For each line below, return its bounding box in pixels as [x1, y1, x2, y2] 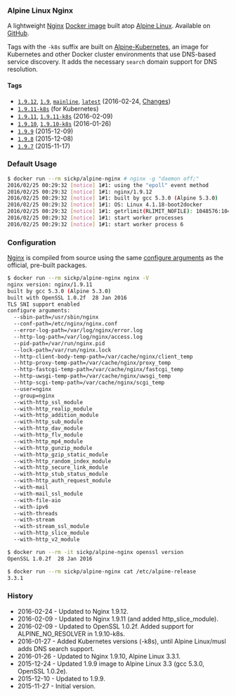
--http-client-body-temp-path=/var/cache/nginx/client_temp [13, 353, 193, 360]
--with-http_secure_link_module [13, 464, 109, 471]
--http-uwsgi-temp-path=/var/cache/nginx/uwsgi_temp [13, 373, 171, 380]
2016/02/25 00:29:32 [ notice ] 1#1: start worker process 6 [7, 221, 184, 228]
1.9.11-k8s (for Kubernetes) [17, 104, 99, 112]
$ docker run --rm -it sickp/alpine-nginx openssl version [7, 548, 184, 555]
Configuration [7, 238, 56, 247]
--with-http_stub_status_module [13, 470, 109, 478]
